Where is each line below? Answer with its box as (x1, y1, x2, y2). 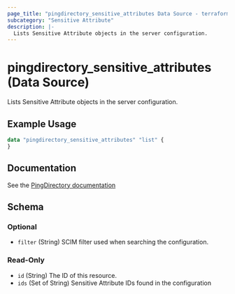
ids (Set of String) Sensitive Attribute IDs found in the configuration (17, 279, 212, 287)
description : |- (7, 23, 55, 30)
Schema (7, 200, 44, 213)
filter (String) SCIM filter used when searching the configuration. (17, 238, 208, 247)
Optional (7, 221, 37, 231)
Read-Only (7, 256, 45, 265)
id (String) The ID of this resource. (17, 271, 117, 279)
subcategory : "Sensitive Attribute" (7, 17, 114, 24)
